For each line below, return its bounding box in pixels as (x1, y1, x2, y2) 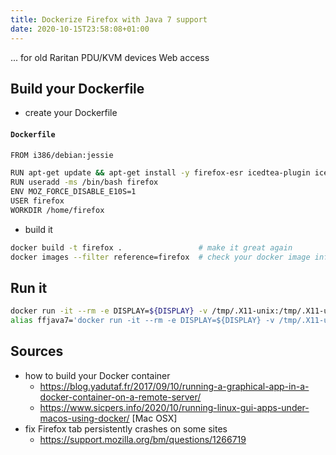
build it (24, 223, 53, 235)
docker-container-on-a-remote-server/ (39, 391, 202, 403)
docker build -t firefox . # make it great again (10, 242, 293, 253)
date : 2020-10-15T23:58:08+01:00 (10, 24, 150, 34)
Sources (10, 343, 64, 360)
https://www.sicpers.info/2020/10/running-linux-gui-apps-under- (39, 401, 310, 413)
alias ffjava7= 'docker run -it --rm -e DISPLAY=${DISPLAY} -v (10, 316, 275, 326)
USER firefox (10, 196, 65, 206)
